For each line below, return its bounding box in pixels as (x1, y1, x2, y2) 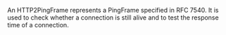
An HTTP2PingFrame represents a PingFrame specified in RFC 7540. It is (7, 6, 219, 14)
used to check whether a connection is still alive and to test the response (7, 13, 220, 22)
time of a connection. (7, 21, 69, 29)
